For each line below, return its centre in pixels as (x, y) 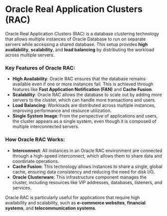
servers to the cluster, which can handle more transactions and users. (84, 100)
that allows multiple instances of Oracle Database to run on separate (76, 39)
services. (22, 187)
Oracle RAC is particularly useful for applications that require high (73, 197)
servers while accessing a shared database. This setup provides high (77, 44)
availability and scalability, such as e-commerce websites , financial (76, 202)
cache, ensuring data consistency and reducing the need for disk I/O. (83, 171)
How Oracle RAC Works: (35, 139)
